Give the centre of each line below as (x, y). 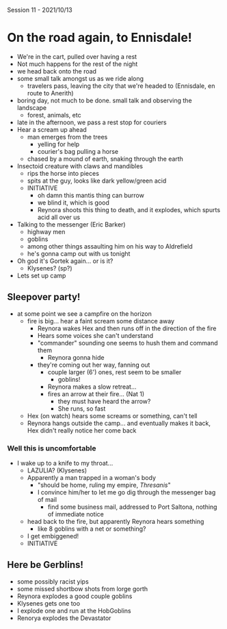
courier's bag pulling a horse (78, 151)
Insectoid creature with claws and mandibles (80, 166)
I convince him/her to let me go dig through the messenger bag (126, 492)
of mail (47, 500)
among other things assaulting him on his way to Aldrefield (110, 246)
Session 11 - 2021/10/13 (40, 10)
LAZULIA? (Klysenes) (57, 470)
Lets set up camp (41, 275)
